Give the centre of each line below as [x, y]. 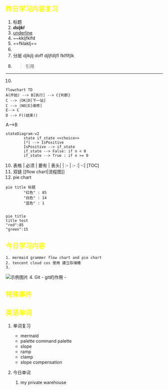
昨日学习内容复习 [32, 9]
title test [17, 221]
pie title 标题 [21, 187]
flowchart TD [19, 90]
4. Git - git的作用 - [48, 277]
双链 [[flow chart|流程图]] [39, 171]
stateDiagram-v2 [22, 133]
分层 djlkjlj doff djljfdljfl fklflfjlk [43, 55]
